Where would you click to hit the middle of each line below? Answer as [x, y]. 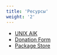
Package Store [32, 45]
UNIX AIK [26, 33]
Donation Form [33, 39]
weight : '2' [21, 17]
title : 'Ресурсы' [27, 11]
